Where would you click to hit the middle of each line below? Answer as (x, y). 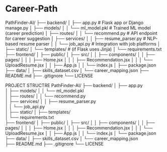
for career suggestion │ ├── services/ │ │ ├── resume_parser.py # (76, 38)
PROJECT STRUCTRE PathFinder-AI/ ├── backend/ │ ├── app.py (74, 85)
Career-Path (31, 9)
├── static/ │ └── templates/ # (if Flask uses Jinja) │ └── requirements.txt (83, 49)
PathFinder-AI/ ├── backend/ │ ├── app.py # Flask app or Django (74, 22)
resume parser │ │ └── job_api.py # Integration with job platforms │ (90, 43)
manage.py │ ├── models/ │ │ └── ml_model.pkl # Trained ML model (78, 27)
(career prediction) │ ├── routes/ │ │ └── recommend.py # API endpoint (81, 33)
